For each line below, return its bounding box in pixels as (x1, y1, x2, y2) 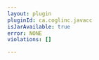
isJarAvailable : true (7, 23, 71, 30)
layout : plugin (7, 10, 52, 17)
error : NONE (7, 29, 42, 37)
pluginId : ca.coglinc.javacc (7, 17, 93, 24)
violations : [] (7, 36, 52, 43)
